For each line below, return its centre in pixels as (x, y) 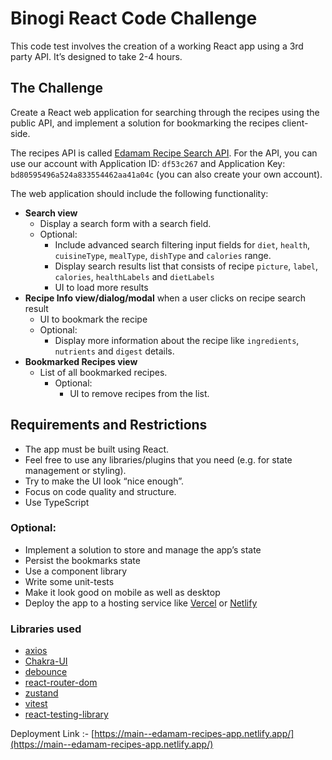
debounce (46, 672)
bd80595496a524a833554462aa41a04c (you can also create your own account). (166, 174)
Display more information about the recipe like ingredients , (177, 340)
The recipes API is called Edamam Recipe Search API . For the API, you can (164, 153)
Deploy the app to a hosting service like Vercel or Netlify (141, 603)
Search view (51, 213)
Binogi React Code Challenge (134, 18)
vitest (36, 704)
